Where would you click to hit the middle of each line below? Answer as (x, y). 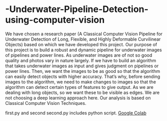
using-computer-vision (55, 20)
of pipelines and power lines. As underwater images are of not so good (79, 55)
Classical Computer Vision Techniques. (46, 103)
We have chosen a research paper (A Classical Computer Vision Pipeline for (84, 34)
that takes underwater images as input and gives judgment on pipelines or (82, 66)
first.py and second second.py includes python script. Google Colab (76, 113)
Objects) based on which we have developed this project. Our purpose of (81, 44)
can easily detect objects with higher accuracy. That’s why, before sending (83, 76)
